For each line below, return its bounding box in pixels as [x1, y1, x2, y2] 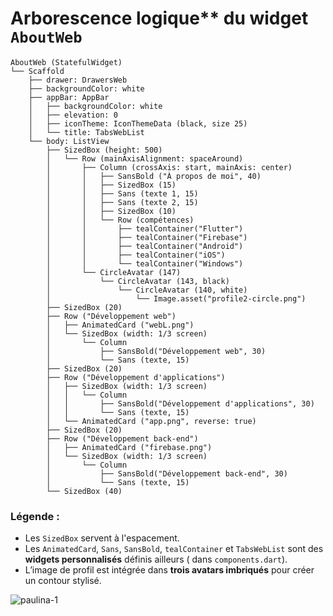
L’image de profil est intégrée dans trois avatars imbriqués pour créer [24, 564, 315, 576]
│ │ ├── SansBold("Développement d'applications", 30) [46, 398, 315, 409]
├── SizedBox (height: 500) [46, 145, 163, 155]
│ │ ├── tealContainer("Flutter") [46, 223, 244, 234]
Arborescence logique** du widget [10, 7, 309, 30]
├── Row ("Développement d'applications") [46, 372, 226, 382]
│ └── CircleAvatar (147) [46, 267, 182, 277]
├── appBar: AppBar [28, 92, 110, 102]
